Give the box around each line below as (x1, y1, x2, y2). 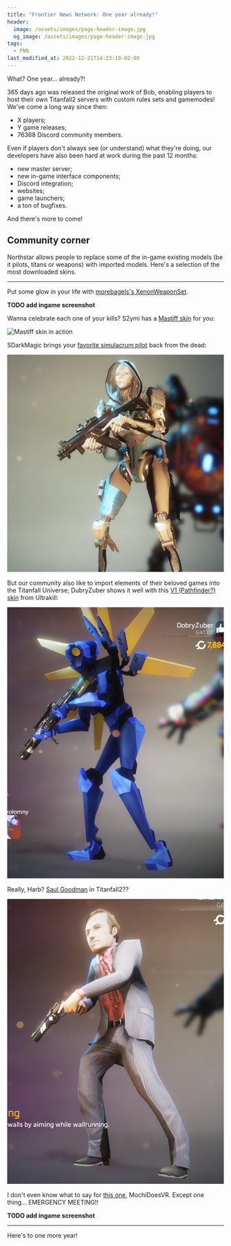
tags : (7, 40, 23, 48)
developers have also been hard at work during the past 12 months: (7, 151, 198, 159)
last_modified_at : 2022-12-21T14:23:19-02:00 (7, 55, 140, 62)
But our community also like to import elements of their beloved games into (7, 579, 220, 587)
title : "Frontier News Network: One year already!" (7, 11, 158, 18)
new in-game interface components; (16, 172, 121, 180)
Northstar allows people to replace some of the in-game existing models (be (7, 252, 223, 261)
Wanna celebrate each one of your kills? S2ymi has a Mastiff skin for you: (7, 314, 215, 322)
